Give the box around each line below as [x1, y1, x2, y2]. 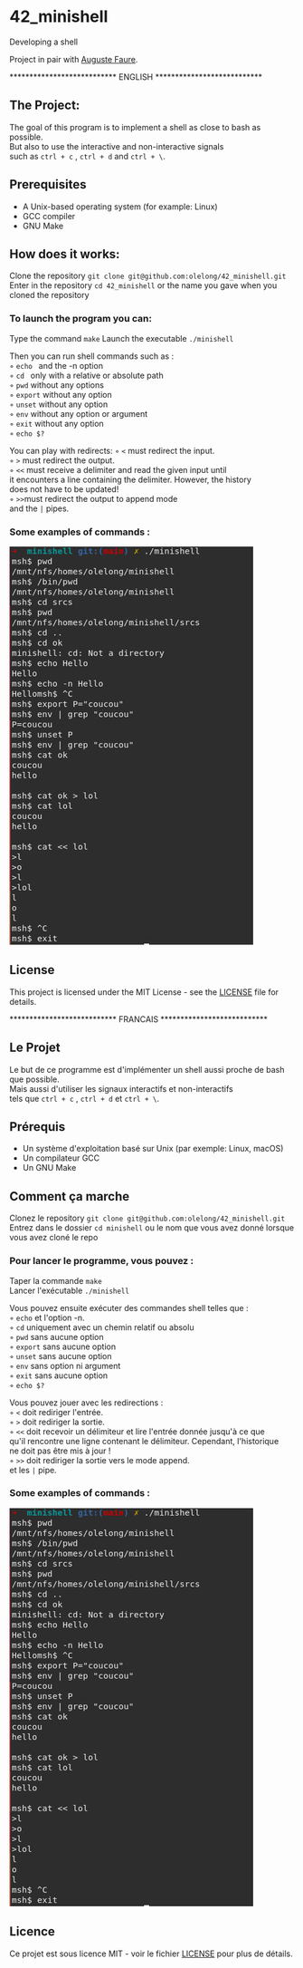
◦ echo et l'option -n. [9, 1312, 85, 1323]
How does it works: [9, 246, 120, 262]
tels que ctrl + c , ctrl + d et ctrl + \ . [9, 1093, 160, 1104]
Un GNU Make [22, 1162, 77, 1173]
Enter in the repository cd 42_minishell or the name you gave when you [9, 280, 278, 291]
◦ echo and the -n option [9, 360, 104, 371]
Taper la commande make [9, 1275, 102, 1286]
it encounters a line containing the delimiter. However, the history [9, 474, 251, 485]
